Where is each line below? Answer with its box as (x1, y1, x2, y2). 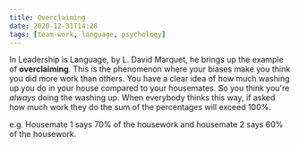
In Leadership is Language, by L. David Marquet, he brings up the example (9, 55, 284, 65)
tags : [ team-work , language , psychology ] (9, 30, 167, 39)
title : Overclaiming (9, 13, 87, 22)
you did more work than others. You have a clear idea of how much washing (9, 73, 290, 84)
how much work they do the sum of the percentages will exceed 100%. (9, 102, 271, 113)
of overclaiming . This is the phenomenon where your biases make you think (9, 64, 291, 74)
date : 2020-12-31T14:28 (9, 21, 98, 30)
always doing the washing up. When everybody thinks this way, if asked (9, 92, 276, 103)
